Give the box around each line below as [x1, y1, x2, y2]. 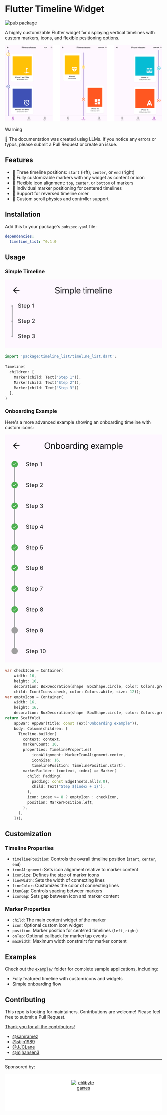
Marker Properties [5, 906, 51, 913]
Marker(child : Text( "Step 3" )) [14, 385, 79, 390]
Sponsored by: [5, 1064, 35, 1070]
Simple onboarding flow [12, 981, 62, 987]
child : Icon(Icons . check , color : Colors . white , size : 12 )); [14, 689, 141, 694]
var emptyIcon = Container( [5, 694, 64, 700]
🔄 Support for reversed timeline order [12, 190, 89, 196]
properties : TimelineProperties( [23, 747, 92, 752]
